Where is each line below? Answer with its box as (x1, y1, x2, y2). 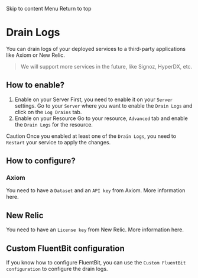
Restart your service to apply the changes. (6, 138, 111, 146)
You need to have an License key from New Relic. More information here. (6, 226, 184, 233)
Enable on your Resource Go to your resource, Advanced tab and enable (14, 115, 188, 122)
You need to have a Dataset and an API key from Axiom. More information (6, 187, 186, 194)
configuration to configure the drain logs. (6, 266, 108, 273)
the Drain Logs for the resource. (14, 121, 93, 128)
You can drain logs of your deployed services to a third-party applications (6, 45, 186, 52)
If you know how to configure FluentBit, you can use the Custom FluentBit (6, 259, 186, 266)
